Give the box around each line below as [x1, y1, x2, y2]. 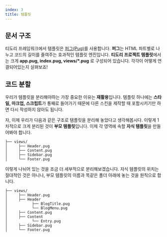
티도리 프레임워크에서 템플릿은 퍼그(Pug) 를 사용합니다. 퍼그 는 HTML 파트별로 [5, 46, 155, 52]
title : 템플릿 [5, 12, 31, 17]
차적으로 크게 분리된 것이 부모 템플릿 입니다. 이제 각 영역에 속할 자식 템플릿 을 [5, 123, 152, 129]
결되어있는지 [5, 64, 30, 70]
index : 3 [5, 7, 23, 12]
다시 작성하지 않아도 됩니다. [10, 107, 64, 113]
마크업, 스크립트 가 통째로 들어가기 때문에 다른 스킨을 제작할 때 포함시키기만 [11, 100, 156, 107]
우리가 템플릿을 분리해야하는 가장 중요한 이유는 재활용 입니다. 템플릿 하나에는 [5, 94, 153, 100]
